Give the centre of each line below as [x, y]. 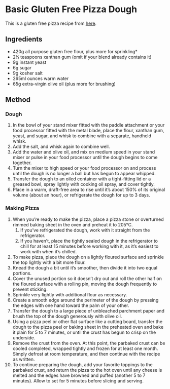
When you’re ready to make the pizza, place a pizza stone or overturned [88, 219]
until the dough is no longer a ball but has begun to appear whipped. [84, 174]
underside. [24, 337]
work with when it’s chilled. [48, 251]
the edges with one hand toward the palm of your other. [71, 305]
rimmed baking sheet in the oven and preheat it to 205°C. [73, 224]
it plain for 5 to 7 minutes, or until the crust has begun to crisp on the [84, 332]
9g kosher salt [28, 73]
